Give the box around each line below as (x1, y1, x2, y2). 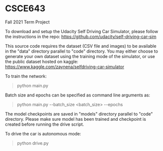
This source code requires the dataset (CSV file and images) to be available (5, 43, 157, 49)
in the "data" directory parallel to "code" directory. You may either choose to (5, 48, 158, 54)
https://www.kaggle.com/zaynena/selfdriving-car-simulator (5, 64, 125, 70)
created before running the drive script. (5, 121, 84, 127)
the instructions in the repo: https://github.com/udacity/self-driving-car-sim (5, 34, 157, 39)
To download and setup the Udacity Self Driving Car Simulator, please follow (5, 28, 158, 34)
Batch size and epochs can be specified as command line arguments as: (5, 92, 150, 98)
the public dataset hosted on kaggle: (5, 58, 79, 64)
